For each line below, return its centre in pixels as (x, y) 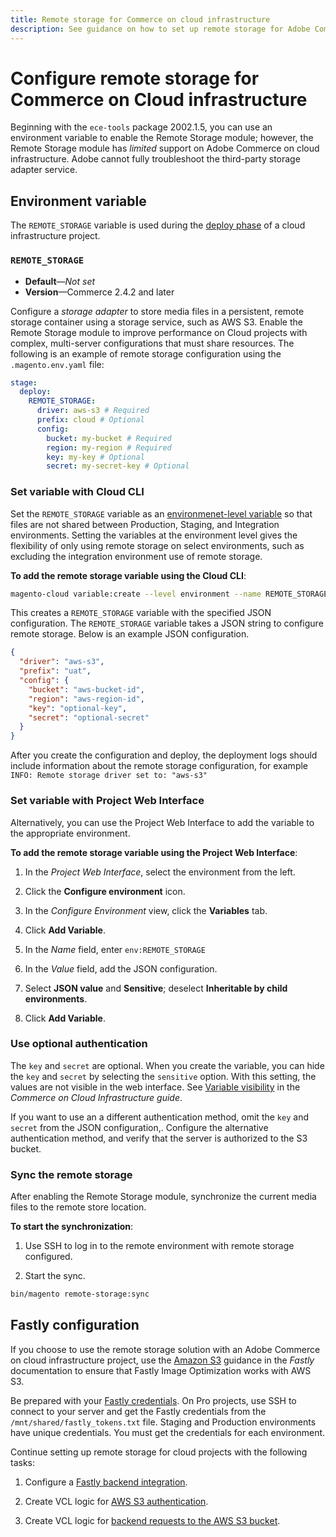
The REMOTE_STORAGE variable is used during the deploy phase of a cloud (158, 225)
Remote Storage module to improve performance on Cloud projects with (159, 332)
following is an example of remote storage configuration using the (146, 353)
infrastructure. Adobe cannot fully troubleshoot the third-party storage (155, 159)
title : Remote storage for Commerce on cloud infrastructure (140, 19)
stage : (24, 382)
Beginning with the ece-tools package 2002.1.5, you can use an (141, 127)
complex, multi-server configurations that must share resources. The (152, 343)
